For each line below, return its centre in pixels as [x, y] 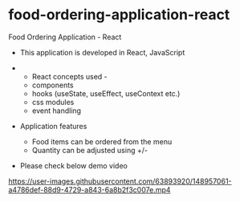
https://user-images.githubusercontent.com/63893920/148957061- [120, 181]
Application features [53, 126]
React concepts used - [70, 76]
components [53, 85]
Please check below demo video [74, 165]
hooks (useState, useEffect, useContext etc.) [106, 93]
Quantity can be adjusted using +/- [90, 150]
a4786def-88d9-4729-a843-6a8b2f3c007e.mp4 [89, 189]
